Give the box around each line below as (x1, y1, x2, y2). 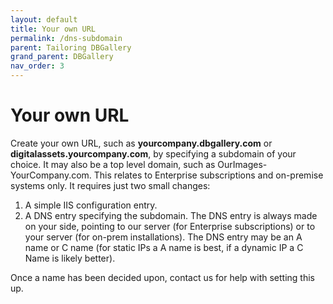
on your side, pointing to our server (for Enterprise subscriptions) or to (24, 220, 316, 232)
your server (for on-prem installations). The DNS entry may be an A (24, 231, 303, 243)
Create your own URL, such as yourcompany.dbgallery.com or (10, 137, 273, 149)
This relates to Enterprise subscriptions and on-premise (93, 169, 324, 181)
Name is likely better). (24, 252, 116, 264)
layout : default (10, 14, 78, 25)
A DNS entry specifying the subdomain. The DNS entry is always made (24, 209, 318, 221)
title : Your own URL (10, 24, 97, 34)
